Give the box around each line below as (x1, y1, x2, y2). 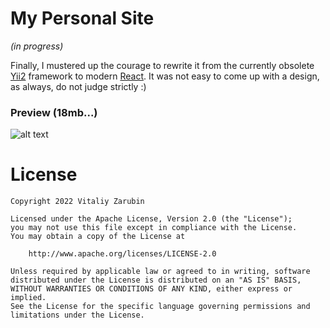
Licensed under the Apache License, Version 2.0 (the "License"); (10, 214, 293, 224)
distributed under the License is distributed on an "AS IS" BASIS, (10, 275, 302, 286)
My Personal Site (10, 7, 155, 30)
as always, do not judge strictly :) (10, 80, 147, 92)
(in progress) (10, 40, 64, 52)
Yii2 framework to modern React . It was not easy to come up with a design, (10, 70, 320, 82)
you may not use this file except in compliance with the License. (10, 223, 298, 233)
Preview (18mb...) (10, 105, 98, 119)
